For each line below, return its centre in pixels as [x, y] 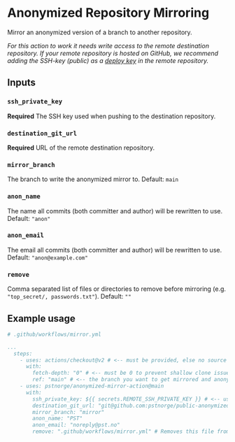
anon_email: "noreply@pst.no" [76, 425]
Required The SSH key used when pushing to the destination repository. [112, 116]
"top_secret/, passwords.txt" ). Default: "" [69, 297]
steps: [23, 354]
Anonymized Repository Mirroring [108, 13]
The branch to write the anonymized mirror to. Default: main [93, 179]
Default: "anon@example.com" [48, 257]
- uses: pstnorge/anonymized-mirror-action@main [92, 386]
